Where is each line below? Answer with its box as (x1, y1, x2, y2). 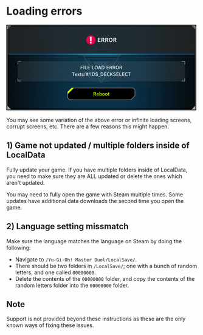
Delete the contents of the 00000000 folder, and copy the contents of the (15, 275, 195, 282)
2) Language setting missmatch (6, 221, 129, 232)
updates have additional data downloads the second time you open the (6, 197, 184, 204)
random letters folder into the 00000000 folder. (15, 281, 129, 289)
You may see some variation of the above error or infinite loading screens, (6, 116, 192, 123)
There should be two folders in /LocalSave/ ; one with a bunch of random (15, 262, 198, 269)
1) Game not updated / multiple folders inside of (6, 140, 190, 151)
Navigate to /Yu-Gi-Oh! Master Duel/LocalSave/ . (15, 255, 137, 263)
